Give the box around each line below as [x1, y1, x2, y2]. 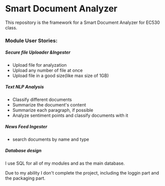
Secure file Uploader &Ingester [5, 49, 71, 55]
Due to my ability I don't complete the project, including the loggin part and [5, 170, 160, 176]
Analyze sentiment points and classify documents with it [12, 112, 129, 118]
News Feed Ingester [5, 124, 47, 130]
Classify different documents [12, 96, 72, 102]
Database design [5, 148, 42, 154]
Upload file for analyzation [12, 62, 67, 68]
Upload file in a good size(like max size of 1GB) [12, 73, 109, 79]
